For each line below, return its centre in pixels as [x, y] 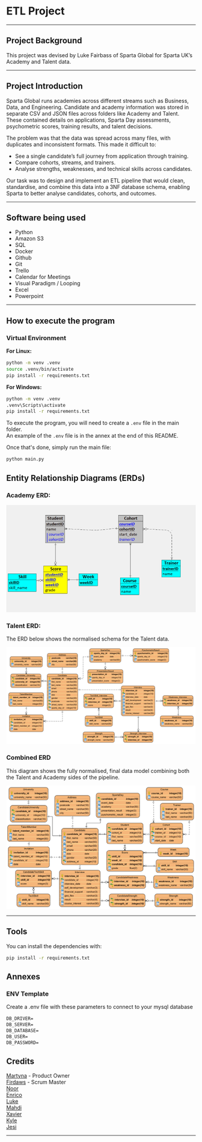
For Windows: [24, 387]
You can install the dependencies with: [54, 946]
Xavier [14, 1114]
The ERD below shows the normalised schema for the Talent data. [88, 639]
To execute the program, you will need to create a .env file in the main [93, 423]
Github [23, 258]
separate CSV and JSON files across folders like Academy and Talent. [93, 113]
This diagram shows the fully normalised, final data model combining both [98, 771]
